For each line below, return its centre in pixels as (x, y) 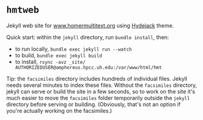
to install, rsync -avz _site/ (50, 62)
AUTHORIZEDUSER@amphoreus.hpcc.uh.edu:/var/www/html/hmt (88, 68)
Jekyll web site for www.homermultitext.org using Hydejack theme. (90, 25)
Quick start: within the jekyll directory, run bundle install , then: (88, 37)
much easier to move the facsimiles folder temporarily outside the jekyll (98, 98)
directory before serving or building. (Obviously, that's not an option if (93, 104)
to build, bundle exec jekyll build (58, 55)
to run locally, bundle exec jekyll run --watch (73, 49)
